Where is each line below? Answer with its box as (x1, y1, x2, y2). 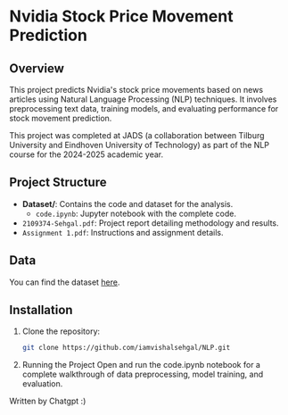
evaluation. (21, 378, 63, 389)
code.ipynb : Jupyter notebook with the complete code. (35, 208, 236, 219)
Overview (9, 61, 65, 76)
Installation (9, 303, 73, 318)
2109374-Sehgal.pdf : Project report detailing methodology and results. (21, 217, 279, 228)
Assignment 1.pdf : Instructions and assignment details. (21, 227, 225, 237)
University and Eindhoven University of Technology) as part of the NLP (9, 140, 270, 150)
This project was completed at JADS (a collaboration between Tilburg (9, 130, 265, 140)
